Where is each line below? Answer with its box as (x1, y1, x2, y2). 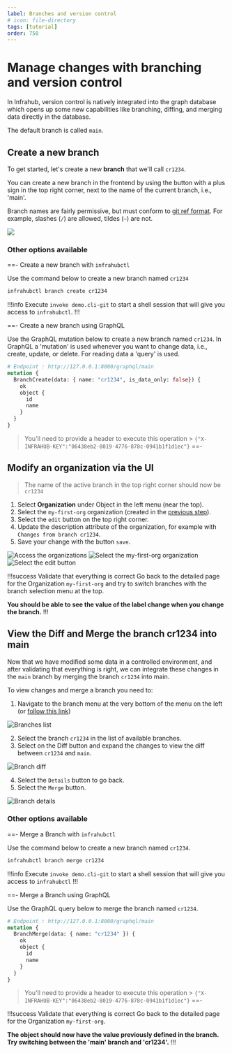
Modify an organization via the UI (7, 462, 155, 474)
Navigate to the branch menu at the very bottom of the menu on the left (17, 699, 223, 708)
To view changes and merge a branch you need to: (7, 685, 153, 694)
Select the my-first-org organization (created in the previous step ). (17, 507, 211, 516)
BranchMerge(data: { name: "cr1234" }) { (13, 931, 136, 938)
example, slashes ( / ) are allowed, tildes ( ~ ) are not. (7, 215, 153, 222)
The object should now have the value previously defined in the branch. (7, 1031, 219, 1039)
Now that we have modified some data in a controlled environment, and (7, 658, 212, 666)
